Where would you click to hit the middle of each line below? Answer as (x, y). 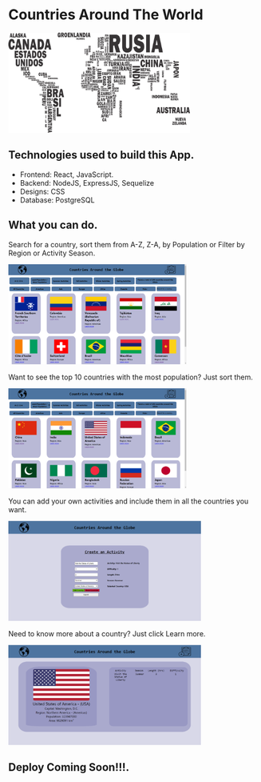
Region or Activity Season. (52, 253)
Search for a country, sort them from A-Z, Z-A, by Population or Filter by (127, 244)
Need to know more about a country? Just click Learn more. (107, 633)
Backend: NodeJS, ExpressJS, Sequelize (87, 182)
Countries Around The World (106, 15)
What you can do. (53, 225)
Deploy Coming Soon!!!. (69, 767)
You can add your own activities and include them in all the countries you (129, 501)
